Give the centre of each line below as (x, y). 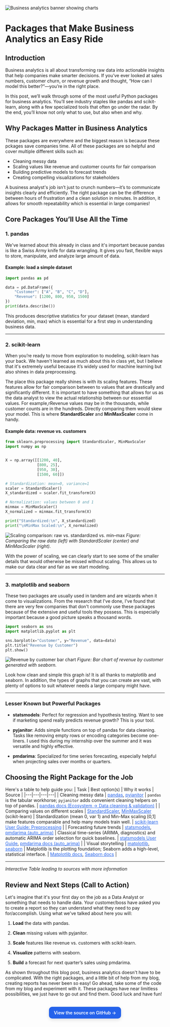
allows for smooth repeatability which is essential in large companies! (78, 203)
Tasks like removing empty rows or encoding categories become (80, 735)
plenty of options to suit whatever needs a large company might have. (78, 686)
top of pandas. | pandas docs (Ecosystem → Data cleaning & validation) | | (83, 806)
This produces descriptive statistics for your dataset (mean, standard (77, 316)
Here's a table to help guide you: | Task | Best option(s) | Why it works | (80, 790)
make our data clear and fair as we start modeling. (58, 567)
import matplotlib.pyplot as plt (40, 631)
